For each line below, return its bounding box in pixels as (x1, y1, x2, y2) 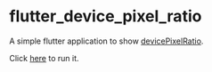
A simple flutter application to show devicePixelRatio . (9, 36, 204, 46)
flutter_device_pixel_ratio (9, 6, 202, 27)
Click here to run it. (9, 52, 79, 63)
